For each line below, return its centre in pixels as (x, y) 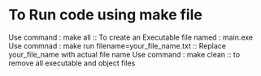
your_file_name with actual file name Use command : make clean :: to (124, 54)
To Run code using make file (106, 15)
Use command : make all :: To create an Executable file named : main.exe (131, 37)
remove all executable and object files (72, 63)
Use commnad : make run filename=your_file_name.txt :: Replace (117, 45)
